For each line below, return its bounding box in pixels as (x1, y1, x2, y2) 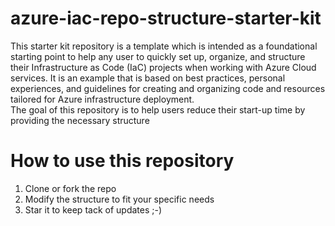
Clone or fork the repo (24, 182, 117, 194)
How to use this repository (10, 150, 235, 172)
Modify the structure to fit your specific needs (24, 193, 215, 205)
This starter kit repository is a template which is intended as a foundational (10, 40, 318, 52)
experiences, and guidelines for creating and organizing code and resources (10, 82, 326, 94)
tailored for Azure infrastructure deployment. (10, 93, 195, 105)
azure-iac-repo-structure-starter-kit (10, 7, 322, 30)
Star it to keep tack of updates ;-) (24, 203, 163, 216)
